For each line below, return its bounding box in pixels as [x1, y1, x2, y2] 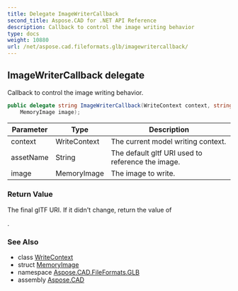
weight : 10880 [7, 37, 50, 44]
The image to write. [110, 168, 176, 178]
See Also [7, 236, 39, 246]
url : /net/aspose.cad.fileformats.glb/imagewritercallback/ [7, 43, 189, 50]
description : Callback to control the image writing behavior [7, 23, 195, 30]
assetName [11, 152, 49, 162]
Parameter [11, 125, 48, 135]
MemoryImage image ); [20, 108, 81, 115]
